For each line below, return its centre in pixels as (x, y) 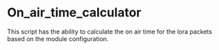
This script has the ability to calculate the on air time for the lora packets (109, 32)
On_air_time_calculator (74, 13)
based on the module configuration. (58, 38)
